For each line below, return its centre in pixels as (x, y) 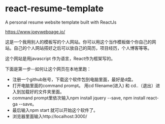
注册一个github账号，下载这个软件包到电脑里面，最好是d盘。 (74, 79)
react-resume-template (54, 9)
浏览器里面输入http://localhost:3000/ (49, 116)
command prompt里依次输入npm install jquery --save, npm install (79, 98)
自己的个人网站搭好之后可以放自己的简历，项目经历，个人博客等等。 (82, 48)
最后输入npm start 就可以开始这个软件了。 (55, 110)
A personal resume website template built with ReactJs (61, 22)
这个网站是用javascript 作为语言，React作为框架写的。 (60, 58)
